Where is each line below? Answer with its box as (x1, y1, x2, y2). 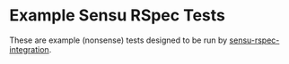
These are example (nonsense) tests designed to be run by (9, 35, 228, 45)
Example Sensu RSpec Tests (9, 5, 226, 26)
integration (9, 44, 49, 54)
